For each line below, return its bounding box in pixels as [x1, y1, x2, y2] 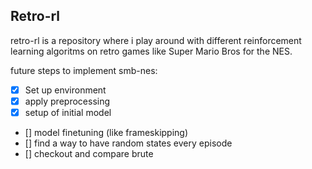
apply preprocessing [24, 95, 111, 107]
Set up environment [24, 84, 107, 96]
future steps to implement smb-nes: [10, 64, 158, 76]
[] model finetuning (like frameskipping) [24, 127, 189, 138]
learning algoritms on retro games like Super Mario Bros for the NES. [10, 45, 293, 57]
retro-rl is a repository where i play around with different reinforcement [10, 34, 302, 46]
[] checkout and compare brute [24, 148, 154, 159]
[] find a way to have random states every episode [24, 137, 233, 149]
